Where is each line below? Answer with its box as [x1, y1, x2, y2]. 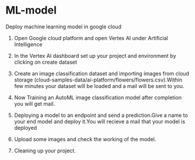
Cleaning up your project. [14, 147, 76, 154]
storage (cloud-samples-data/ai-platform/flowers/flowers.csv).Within [14, 76, 183, 83]
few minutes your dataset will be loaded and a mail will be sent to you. [14, 82, 184, 89]
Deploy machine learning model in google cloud [5, 23, 122, 30]
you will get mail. [14, 100, 55, 107]
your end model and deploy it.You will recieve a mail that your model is [14, 117, 186, 125]
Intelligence [14, 41, 42, 48]
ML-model [5, 4, 57, 17]
